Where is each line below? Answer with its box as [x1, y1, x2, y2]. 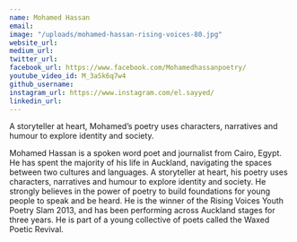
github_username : [9, 80, 74, 89]
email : [9, 22, 34, 30]
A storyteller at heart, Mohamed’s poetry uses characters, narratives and [9, 121, 278, 132]
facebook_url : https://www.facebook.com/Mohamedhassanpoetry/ [9, 64, 247, 73]
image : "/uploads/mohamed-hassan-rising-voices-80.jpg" [9, 30, 223, 39]
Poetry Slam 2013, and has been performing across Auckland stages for [9, 205, 275, 216]
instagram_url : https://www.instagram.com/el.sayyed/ [9, 88, 215, 97]
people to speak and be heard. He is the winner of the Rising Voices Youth [9, 195, 284, 206]
